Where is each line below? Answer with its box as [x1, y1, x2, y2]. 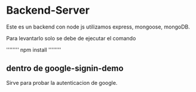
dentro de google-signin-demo [6, 64, 124, 74]
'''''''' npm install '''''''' [6, 46, 62, 53]
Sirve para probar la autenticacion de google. [6, 79, 118, 86]
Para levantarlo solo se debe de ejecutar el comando [6, 34, 136, 42]
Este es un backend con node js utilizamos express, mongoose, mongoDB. [6, 23, 190, 30]
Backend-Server [6, 4, 90, 17]
